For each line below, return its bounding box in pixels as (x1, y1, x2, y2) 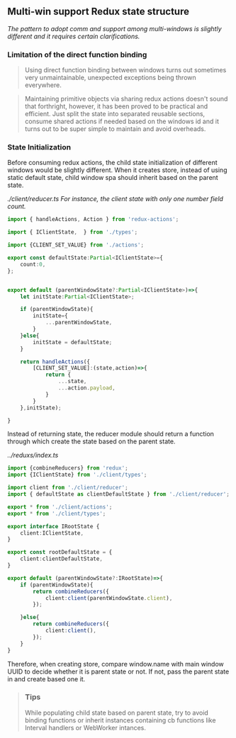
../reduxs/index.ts (7, 451, 59, 460)
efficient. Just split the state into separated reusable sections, (24, 110, 206, 118)
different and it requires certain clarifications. (7, 32, 140, 40)
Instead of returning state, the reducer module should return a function (7, 430, 215, 438)
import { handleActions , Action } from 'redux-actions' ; (7, 216, 179, 223)
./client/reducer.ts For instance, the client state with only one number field (7, 195, 223, 203)
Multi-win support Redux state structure (7, 6, 190, 18)
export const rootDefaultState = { (7, 549, 113, 556)
